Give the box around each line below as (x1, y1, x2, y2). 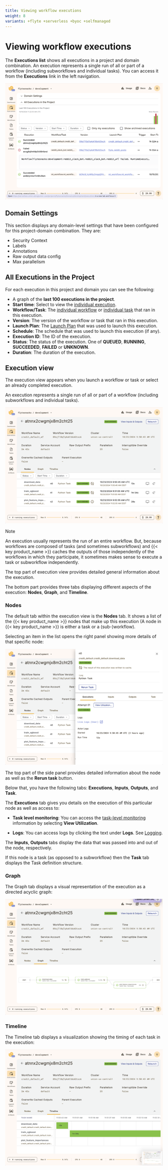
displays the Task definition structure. (5, 860, 83, 866)
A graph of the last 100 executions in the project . (12, 296, 115, 302)
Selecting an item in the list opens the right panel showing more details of (5, 634, 156, 640)
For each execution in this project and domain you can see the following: (5, 286, 155, 292)
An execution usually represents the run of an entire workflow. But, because (5, 538, 161, 544)
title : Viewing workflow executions (5, 8, 81, 13)
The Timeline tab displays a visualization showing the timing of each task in (5, 1034, 161, 1040)
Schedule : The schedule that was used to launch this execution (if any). (12, 328, 161, 334)
